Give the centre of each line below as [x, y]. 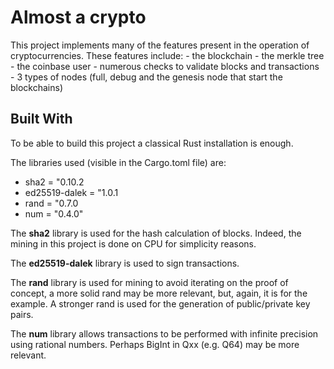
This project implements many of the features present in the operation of [160, 45]
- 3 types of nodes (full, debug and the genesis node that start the [146, 77]
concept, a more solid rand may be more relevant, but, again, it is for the [159, 293]
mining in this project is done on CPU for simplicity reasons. [133, 243]
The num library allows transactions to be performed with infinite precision [164, 333]
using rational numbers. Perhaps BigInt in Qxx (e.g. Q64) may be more [155, 344]
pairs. [22, 314]
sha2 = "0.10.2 [54, 182]
